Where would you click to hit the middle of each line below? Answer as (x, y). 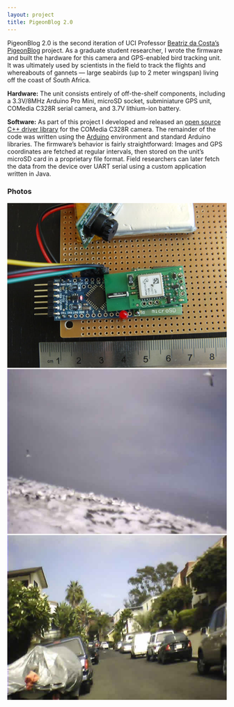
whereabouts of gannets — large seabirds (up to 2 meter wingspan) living (113, 73)
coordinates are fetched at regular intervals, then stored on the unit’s (106, 151)
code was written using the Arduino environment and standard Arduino (109, 137)
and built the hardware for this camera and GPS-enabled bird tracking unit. (114, 58)
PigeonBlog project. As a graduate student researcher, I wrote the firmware (115, 50)
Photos (19, 192)
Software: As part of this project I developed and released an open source (114, 121)
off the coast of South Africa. (49, 79)
